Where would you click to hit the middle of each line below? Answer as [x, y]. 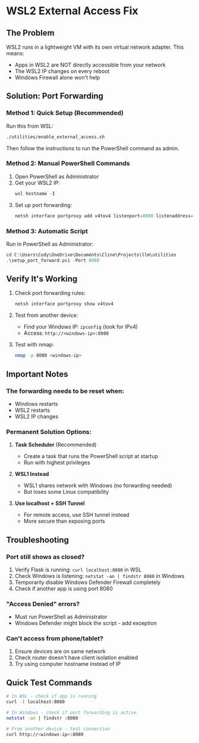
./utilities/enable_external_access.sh [56, 137]
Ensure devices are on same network [60, 652]
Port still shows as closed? [45, 557]
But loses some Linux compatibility [66, 492]
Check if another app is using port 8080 [64, 588]
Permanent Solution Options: [49, 431]
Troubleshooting [38, 540]
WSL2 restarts [32, 410]
